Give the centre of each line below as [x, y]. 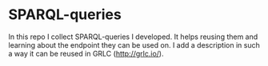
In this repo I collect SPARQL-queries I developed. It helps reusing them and [133, 37]
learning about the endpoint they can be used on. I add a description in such [134, 45]
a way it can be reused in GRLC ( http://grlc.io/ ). [86, 53]
